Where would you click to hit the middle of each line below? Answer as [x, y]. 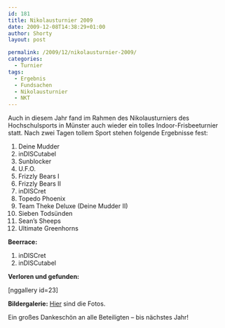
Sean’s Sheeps [40, 221]
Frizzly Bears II [40, 184]
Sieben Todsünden [45, 214]
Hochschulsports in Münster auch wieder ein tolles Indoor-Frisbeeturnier [113, 125]
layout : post [27, 40]
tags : [16, 72]
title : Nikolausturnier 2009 [50, 20]
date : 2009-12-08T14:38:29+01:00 [57, 27]
